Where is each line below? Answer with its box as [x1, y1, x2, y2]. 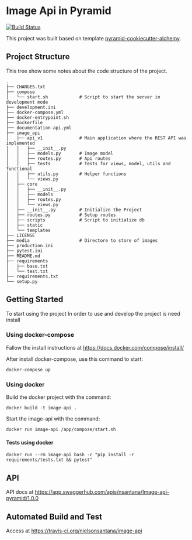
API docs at [6, 488, 34, 495]
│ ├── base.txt [6, 263, 48, 269]
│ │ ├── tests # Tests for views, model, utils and [6, 160, 171, 166]
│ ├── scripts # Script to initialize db [6, 217, 145, 223]
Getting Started [6, 295, 64, 305]
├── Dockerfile [6, 119, 43, 125]
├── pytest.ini [6, 248, 43, 254]
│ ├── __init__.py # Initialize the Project [6, 207, 142, 213]
